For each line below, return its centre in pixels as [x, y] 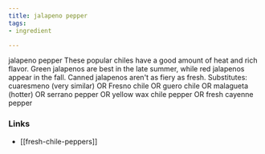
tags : [17, 23]
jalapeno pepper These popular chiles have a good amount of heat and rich [133, 60]
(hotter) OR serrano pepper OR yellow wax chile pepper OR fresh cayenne [131, 95]
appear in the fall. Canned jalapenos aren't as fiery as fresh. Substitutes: [128, 78]
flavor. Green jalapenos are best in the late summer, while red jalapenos [126, 69]
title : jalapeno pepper [48, 16]
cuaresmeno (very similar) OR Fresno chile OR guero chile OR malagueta [128, 86]
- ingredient [30, 30]
